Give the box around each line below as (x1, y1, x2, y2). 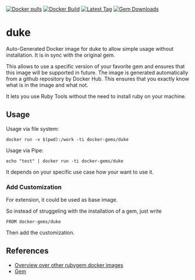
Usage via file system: (6, 125, 59, 132)
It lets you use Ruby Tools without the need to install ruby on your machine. (6, 92, 186, 99)
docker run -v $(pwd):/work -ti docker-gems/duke (6, 136, 129, 143)
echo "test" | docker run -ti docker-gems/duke (6, 158, 124, 164)
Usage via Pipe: (6, 147, 44, 154)
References (6, 246, 49, 256)
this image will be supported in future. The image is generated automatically (6, 69, 189, 76)
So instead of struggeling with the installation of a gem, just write (6, 208, 162, 215)
